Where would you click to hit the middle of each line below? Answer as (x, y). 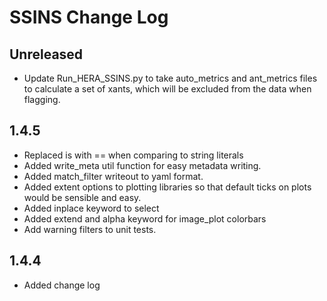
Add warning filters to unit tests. (90, 229)
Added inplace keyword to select (91, 208)
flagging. (42, 99)
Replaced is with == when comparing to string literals (133, 155)
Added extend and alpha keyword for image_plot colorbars (145, 218)
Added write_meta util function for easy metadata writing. (142, 165)
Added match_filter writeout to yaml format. (113, 176)
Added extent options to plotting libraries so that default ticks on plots (167, 187)
